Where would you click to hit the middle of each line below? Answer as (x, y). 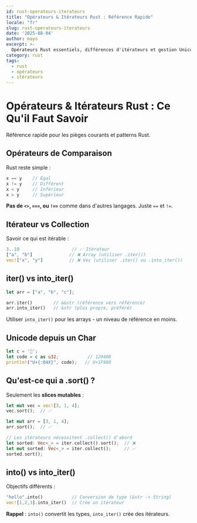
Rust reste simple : (28, 167)
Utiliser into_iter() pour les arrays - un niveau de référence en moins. (92, 319)
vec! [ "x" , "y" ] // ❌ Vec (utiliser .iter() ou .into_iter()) (94, 260)
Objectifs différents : (31, 487)
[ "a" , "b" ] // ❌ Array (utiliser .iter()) (76, 255)
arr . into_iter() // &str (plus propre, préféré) (69, 308)
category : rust (25, 55)
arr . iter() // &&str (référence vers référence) (76, 303)
